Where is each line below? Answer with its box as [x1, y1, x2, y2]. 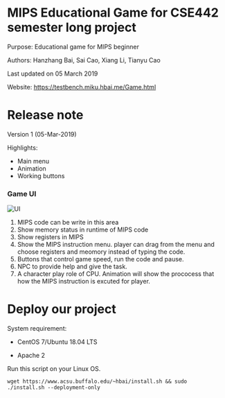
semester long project [7, 19, 137, 35]
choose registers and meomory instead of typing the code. [17, 248, 186, 256]
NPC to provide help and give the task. [17, 262, 128, 271]
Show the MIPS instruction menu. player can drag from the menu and [17, 241, 215, 249]
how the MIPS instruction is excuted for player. [17, 277, 151, 286]
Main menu [17, 157, 50, 165]
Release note [7, 107, 84, 123]
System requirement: [7, 325, 67, 333]
